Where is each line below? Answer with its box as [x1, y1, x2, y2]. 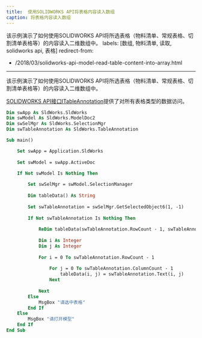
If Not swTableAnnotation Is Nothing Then [28, 215, 136, 221]
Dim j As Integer [38, 243, 82, 249]
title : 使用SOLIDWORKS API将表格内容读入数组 [6, 8, 115, 15]
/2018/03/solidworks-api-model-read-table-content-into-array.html [14, 59, 182, 66]
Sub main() [6, 137, 34, 143]
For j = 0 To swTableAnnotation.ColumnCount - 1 [49, 266, 173, 272]
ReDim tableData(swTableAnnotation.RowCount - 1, [38, 226, 165, 232]
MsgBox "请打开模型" [28, 316, 75, 322]
